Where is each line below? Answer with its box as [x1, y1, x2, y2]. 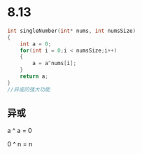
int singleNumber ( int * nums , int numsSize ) [7, 27, 136, 34]
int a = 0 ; [20, 40, 52, 48]
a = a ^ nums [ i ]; [32, 60, 77, 67]
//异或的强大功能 [7, 85, 50, 93]
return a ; [20, 73, 49, 80]
